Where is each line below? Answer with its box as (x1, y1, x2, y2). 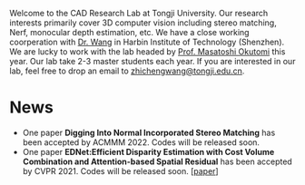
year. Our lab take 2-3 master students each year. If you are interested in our (9, 56, 296, 66)
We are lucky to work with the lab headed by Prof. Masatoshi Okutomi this (9, 46, 286, 57)
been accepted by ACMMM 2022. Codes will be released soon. (22, 136, 261, 148)
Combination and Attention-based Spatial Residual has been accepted (22, 156, 292, 167)
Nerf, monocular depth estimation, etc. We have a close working (9, 27, 250, 37)
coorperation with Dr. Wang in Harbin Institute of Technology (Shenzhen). (9, 36, 285, 47)
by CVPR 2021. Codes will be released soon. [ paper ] (22, 165, 220, 176)
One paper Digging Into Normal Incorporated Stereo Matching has (22, 127, 276, 138)
